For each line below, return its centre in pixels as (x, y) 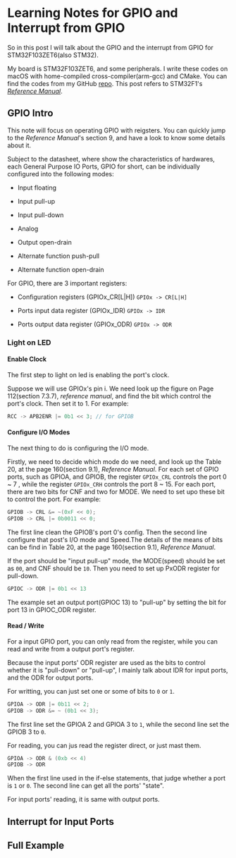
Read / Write (26, 626)
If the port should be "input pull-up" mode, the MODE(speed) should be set (116, 560)
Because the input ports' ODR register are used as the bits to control (106, 662)
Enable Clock (27, 359)
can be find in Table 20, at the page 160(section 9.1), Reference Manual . (112, 547)
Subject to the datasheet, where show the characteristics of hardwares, (111, 159)
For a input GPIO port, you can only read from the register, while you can (113, 641)
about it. (19, 145)
